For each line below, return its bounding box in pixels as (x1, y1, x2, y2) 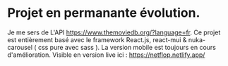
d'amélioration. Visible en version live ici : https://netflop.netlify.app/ (7, 51, 205, 59)
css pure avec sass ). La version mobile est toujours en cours (37, 43, 217, 51)
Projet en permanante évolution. (7, 5, 200, 21)
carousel (7, 43, 33, 51)
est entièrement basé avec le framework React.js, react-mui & (7, 35, 187, 44)
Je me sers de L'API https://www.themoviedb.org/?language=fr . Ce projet (7, 28, 221, 37)
